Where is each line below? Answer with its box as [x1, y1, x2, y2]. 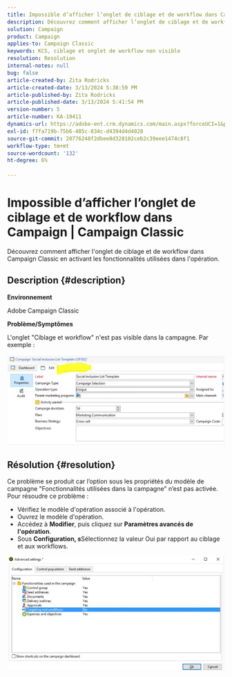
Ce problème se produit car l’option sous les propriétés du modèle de [7, 477, 205, 485]
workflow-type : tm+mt [7, 142, 70, 149]
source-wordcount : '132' [7, 149, 79, 157]
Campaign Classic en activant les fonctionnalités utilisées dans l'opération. [7, 254, 220, 263]
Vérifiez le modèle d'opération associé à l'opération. [17, 506, 166, 514]
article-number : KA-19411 [7, 113, 81, 120]
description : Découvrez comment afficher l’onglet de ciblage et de [7, 18, 209, 26]
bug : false [7, 69, 39, 76]
